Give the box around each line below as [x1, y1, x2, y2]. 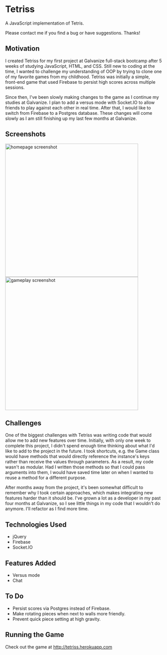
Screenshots [5, 130, 46, 138]
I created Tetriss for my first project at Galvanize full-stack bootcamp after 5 [5, 58, 162, 64]
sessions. [5, 84, 25, 90]
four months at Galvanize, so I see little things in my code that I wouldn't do [5, 501, 160, 507]
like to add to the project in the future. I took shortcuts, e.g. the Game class [5, 448, 159, 454]
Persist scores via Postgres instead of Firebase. [12, 605, 111, 611]
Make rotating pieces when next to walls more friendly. [12, 610, 126, 616]
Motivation [5, 44, 40, 53]
